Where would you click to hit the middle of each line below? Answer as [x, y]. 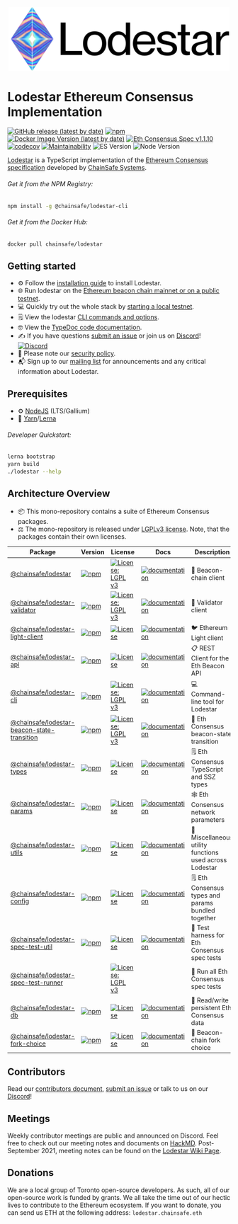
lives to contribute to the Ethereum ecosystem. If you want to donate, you [114, 1205]
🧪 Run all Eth [209, 971]
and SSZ [203, 777]
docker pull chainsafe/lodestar [55, 244]
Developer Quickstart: [39, 435]
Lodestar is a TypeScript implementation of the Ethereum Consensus [108, 160]
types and [206, 895]
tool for [214, 702]
